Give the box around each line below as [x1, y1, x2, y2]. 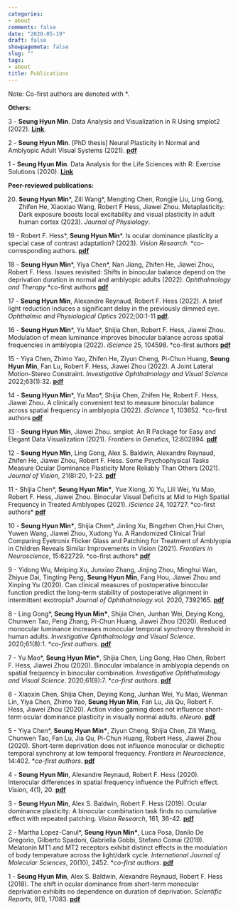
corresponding [8, 246, 52, 255]
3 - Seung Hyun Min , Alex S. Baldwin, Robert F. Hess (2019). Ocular [8, 799, 207, 808]
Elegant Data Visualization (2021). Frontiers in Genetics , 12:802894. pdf [8, 434, 217, 443]
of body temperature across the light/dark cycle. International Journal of [8, 850, 221, 859]
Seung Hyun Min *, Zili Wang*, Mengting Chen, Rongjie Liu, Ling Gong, [18, 195, 224, 203]
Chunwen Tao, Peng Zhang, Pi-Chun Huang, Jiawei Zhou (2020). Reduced [8, 616, 227, 626]
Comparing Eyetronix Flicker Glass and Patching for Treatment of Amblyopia [8, 536, 232, 545]
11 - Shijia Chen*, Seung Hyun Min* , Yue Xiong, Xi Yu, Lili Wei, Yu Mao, [8, 485, 216, 493]
